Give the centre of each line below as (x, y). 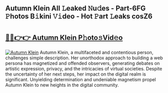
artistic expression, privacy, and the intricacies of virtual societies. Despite (84, 69)
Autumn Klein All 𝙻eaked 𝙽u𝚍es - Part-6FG (76, 8)
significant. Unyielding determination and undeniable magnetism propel (81, 79)
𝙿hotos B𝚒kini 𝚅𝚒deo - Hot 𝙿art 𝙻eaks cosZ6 (79, 17)
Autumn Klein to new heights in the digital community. (62, 85)
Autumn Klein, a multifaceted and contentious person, (97, 52)
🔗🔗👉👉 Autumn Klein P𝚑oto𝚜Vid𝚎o (64, 38)
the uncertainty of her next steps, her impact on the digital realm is (76, 74)
